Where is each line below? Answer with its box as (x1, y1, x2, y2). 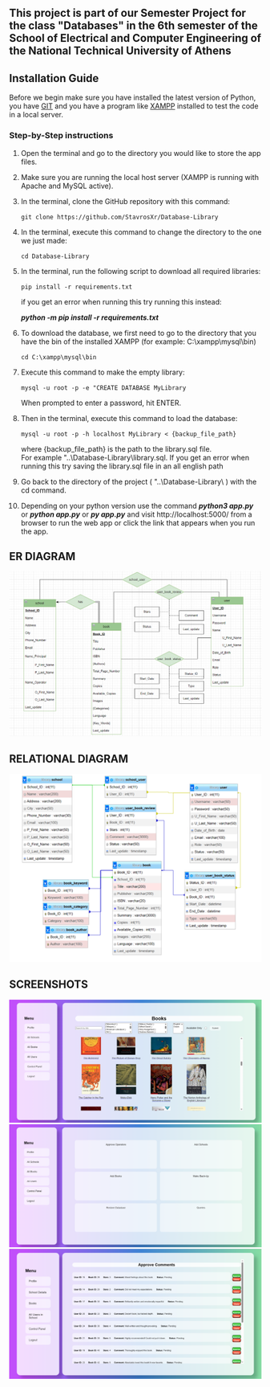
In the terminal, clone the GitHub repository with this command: (20, 196, 231, 206)
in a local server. (9, 110, 63, 120)
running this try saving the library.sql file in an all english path (20, 461, 224, 471)
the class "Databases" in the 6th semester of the (9, 19, 259, 33)
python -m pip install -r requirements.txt (20, 313, 159, 322)
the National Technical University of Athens (9, 44, 232, 58)
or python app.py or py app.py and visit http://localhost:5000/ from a (20, 509, 252, 519)
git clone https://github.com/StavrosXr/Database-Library (20, 213, 219, 221)
